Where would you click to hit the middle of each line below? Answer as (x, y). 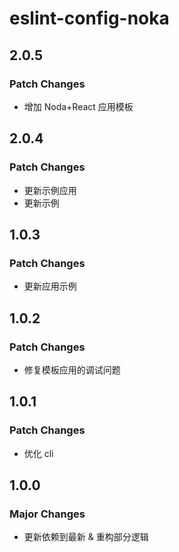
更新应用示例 (50, 286)
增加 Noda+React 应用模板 (78, 106)
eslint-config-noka (89, 18)
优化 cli (38, 453)
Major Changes (47, 514)
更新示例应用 (50, 190)
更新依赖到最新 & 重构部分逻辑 (86, 537)
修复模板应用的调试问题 (72, 369)
